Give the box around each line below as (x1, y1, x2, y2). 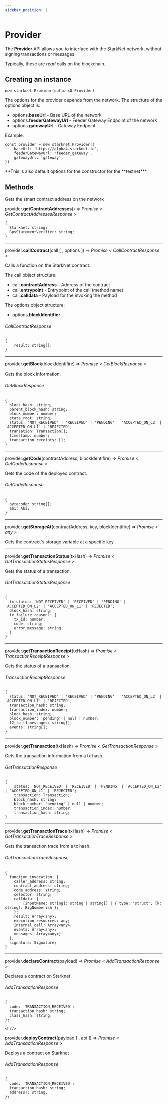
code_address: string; (14, 887, 61, 893)
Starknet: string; (9, 225, 48, 230)
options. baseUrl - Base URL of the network (12, 112, 102, 118)
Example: (5, 132, 24, 138)
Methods (5, 183, 34, 191)
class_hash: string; (9, 1013, 52, 1018)
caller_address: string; (14, 879, 66, 884)
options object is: (5, 102, 41, 108)
